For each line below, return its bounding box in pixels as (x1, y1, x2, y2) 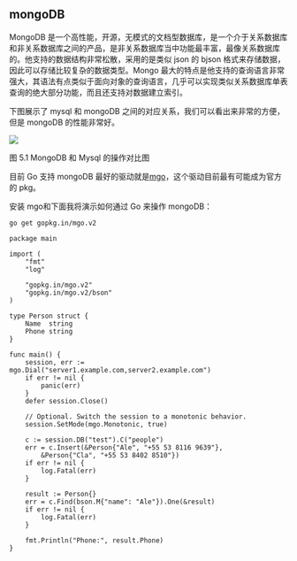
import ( (9, 250, 42, 258)
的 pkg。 (9, 181, 42, 193)
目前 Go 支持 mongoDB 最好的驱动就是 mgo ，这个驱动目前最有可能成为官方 (9, 171, 283, 181)
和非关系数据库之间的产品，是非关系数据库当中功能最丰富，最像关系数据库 (9, 42, 280, 53)
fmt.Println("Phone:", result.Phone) (25, 535, 164, 545)
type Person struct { (9, 311, 89, 320)
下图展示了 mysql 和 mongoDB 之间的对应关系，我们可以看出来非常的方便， (9, 105, 286, 116)
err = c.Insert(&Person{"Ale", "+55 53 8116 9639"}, (25, 442, 224, 452)
